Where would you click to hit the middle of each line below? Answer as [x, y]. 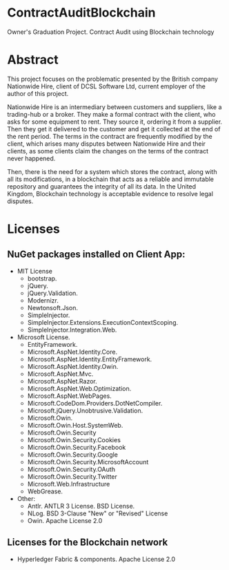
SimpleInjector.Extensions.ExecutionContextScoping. [103, 322]
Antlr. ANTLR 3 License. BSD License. [81, 506]
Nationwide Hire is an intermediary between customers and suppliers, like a [114, 107]
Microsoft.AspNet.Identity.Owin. [73, 366]
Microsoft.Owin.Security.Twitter [72, 476]
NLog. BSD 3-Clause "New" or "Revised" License [98, 513]
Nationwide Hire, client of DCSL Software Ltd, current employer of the [106, 86]
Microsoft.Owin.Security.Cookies [74, 439]
